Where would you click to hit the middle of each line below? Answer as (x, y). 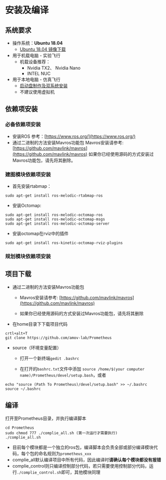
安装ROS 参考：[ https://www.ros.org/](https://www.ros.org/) (74, 136)
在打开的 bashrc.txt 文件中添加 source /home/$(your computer (82, 368)
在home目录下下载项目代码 (40, 324)
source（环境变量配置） (37, 348)
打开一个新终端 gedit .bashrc (49, 358)
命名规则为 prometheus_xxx (65, 453)
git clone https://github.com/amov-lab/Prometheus (58, 338)
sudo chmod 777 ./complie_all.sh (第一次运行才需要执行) (61, 433)
